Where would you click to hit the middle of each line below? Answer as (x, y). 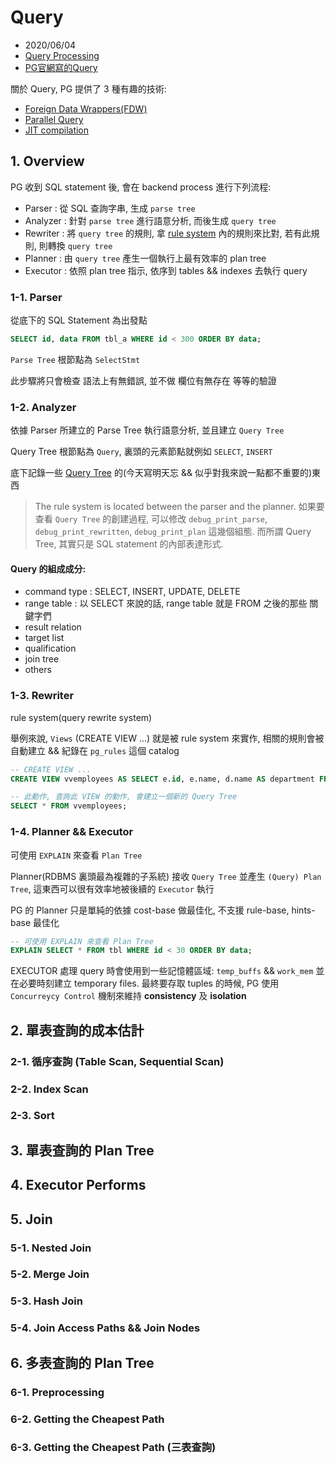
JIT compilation (57, 130)
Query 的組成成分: (48, 568)
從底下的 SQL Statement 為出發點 (79, 320)
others (38, 670)
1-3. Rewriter (42, 696)
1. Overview (47, 161)
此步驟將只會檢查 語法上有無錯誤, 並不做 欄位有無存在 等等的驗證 (143, 380)
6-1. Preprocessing (57, 1392)
